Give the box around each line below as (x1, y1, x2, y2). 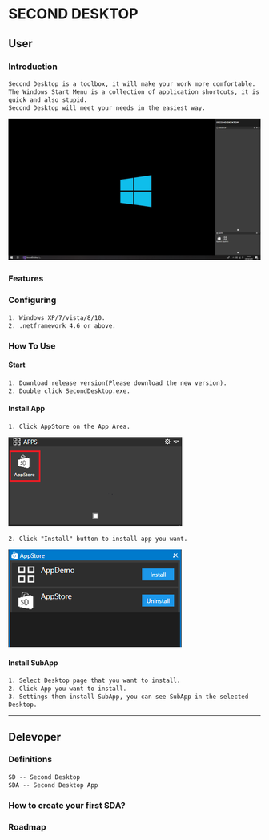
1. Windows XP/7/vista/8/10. (8, 313, 106, 321)
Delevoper (8, 730, 62, 744)
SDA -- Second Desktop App (8, 781, 98, 790)
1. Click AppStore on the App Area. (8, 422, 130, 430)
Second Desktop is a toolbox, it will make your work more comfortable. (8, 79, 256, 88)
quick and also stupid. (8, 95, 88, 104)
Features (8, 273, 44, 285)
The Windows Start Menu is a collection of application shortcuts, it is (8, 87, 260, 96)
